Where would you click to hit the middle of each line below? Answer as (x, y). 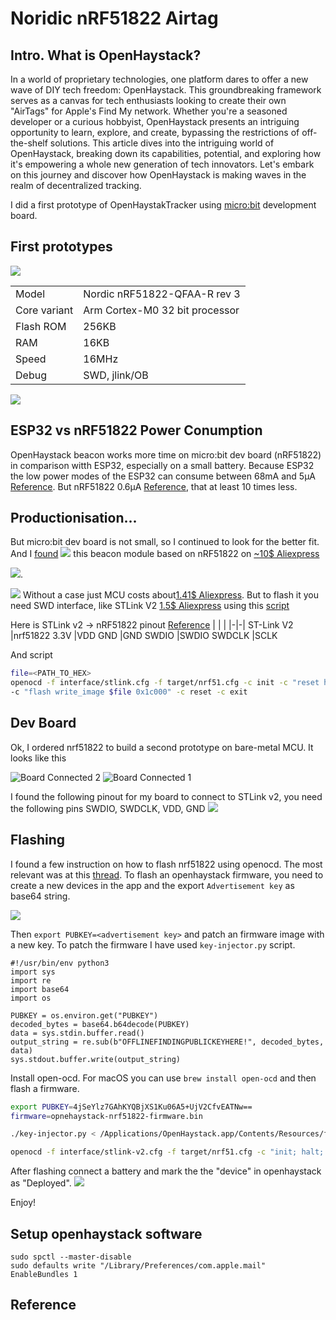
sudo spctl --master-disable (71, 1257)
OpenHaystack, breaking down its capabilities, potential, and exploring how (166, 153)
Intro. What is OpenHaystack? (106, 55)
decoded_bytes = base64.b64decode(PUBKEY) (100, 1024)
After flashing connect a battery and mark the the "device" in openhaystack (166, 1171)
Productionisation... (74, 518)
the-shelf (29, 143)
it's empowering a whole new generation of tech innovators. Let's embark (162, 164)
